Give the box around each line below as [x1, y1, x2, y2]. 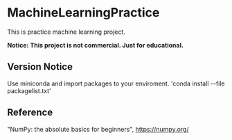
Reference [7, 107, 53, 119]
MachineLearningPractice [7, 5, 160, 21]
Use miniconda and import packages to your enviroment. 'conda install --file [7, 79, 225, 88]
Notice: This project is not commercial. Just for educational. [7, 41, 184, 49]
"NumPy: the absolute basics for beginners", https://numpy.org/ [7, 125, 189, 133]
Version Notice [7, 61, 73, 73]
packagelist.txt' [7, 86, 51, 94]
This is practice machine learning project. [7, 28, 126, 36]
